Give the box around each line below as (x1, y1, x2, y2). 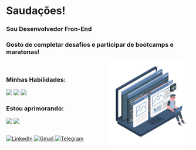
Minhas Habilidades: (6, 76, 66, 84)
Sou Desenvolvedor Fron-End (6, 25, 92, 33)
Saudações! (6, 4, 66, 18)
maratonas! (6, 48, 40, 56)
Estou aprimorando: (6, 104, 64, 112)
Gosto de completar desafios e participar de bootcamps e (6, 41, 174, 49)
